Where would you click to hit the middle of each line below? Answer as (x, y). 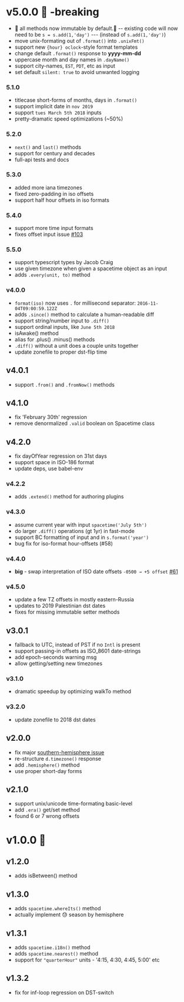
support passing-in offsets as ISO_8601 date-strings (78, 651)
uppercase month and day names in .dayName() (72, 59)
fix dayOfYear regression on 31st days (61, 456)
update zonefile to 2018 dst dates (55, 720)
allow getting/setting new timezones (58, 664)
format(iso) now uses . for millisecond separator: (75, 303)
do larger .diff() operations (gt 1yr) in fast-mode (75, 531)
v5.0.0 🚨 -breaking (53, 12)
